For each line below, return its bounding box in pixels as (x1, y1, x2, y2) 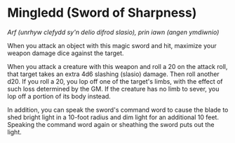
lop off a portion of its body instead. (7, 92, 111, 100)
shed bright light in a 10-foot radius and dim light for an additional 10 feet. (7, 113, 220, 121)
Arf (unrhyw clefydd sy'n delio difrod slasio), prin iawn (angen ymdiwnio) (7, 28, 220, 36)
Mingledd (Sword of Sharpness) (7, 5, 197, 21)
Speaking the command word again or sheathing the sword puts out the (7, 120, 215, 128)
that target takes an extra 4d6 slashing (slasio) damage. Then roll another (7, 70, 220, 78)
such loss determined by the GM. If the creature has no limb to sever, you (7, 84, 220, 93)
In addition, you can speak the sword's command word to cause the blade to (7, 105, 229, 114)
